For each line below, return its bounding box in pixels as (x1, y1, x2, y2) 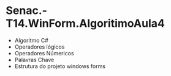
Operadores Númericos (14, 49, 74, 57)
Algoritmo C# (14, 36, 48, 44)
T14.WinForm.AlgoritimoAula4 (6, 16, 165, 30)
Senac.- (6, 4, 47, 18)
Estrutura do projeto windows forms (14, 62, 105, 70)
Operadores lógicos (14, 43, 65, 50)
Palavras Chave (14, 56, 55, 63)
